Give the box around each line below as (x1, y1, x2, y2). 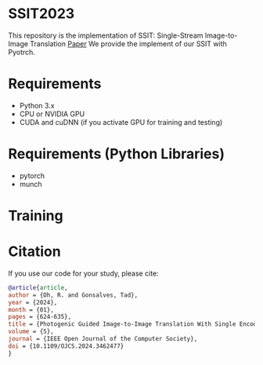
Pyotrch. (8, 47, 35, 57)
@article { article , (8, 283, 68, 291)
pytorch (19, 170, 45, 181)
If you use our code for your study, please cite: (8, 268, 159, 278)
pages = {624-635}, (8, 313, 72, 321)
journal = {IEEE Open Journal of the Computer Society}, (8, 335, 198, 343)
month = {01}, (8, 305, 55, 314)
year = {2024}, (8, 298, 58, 306)
